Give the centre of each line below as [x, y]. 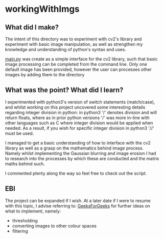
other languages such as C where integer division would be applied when [79, 123]
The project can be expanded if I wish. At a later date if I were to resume [78, 201]
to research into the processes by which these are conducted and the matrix [82, 158]
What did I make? [32, 27]
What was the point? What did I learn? [64, 90]
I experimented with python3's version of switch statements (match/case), [80, 102]
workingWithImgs [42, 9]
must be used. [20, 133]
